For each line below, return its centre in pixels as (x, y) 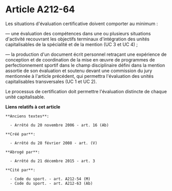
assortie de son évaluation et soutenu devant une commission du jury (79, 71)
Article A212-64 (40, 9)
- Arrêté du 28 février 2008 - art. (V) (54, 143)
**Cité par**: (21, 170)
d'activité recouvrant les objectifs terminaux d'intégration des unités (78, 39)
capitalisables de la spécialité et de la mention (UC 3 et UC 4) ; (72, 44)
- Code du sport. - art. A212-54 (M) (50, 179)
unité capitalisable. (25, 97)
